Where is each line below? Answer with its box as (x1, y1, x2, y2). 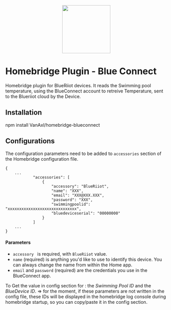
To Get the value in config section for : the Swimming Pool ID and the (5, 282, 151, 288)
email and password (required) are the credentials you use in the (12, 267, 148, 273)
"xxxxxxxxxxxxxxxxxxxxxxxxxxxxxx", (5, 206, 82, 211)
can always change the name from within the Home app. (12, 262, 132, 268)
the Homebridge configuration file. (5, 156, 79, 162)
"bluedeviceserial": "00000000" (51, 210, 121, 216)
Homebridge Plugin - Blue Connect (5, 66, 157, 77)
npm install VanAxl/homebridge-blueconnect (5, 122, 100, 128)
